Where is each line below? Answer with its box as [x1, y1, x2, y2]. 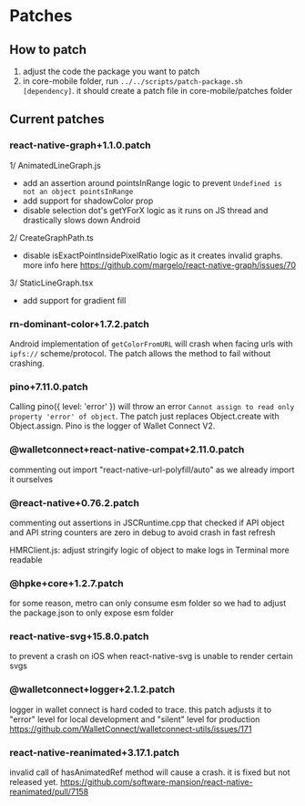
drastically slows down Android [22, 214, 141, 225]
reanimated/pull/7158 [9, 786, 89, 798]
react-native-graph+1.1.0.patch [9, 139, 152, 151]
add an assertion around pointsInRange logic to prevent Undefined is [22, 177, 282, 188]
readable [9, 553, 43, 565]
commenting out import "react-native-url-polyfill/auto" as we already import [9, 464, 295, 475]
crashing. [9, 357, 46, 368]
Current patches [9, 111, 105, 128]
